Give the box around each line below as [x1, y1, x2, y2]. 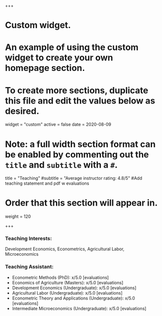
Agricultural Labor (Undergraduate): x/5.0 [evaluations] [12, 290, 123, 296]
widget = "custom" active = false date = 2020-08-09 [5, 122, 111, 127]
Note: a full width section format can [5, 139, 156, 150]
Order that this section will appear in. [5, 197, 158, 209]
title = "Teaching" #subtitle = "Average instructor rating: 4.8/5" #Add [5, 176, 143, 181]
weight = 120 [5, 213, 31, 219]
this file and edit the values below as [5, 95, 156, 106]
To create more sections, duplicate [5, 85, 148, 96]
